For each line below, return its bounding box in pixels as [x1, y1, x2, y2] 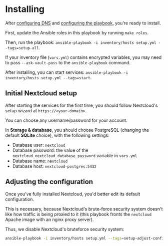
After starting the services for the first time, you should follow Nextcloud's [5, 102, 158, 108]
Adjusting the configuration [5, 178, 93, 186]
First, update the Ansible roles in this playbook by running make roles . [5, 29, 149, 35]
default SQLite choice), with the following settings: [5, 132, 109, 138]
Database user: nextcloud [12, 142, 65, 148]
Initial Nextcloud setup [5, 89, 77, 98]
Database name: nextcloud [12, 158, 68, 164]
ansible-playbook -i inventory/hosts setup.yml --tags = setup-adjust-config [5, 236, 166, 241]
